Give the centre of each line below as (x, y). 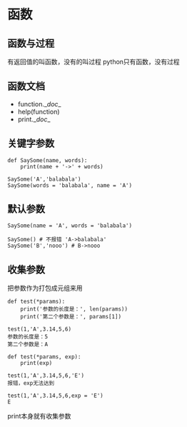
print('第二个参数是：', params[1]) (71, 317)
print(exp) (36, 363)
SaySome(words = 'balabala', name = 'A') (70, 185)
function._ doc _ (39, 104)
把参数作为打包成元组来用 (45, 288)
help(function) (39, 111)
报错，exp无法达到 (31, 383)
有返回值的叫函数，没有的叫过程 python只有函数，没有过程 (93, 62)
